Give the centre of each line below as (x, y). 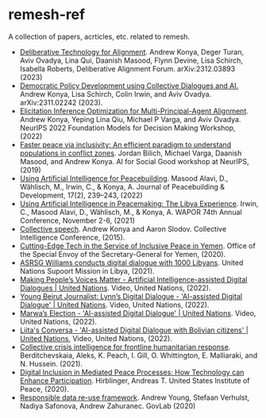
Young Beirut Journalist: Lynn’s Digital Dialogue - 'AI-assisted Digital (131, 296)
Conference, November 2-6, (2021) (77, 221)
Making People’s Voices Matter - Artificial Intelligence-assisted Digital (133, 279)
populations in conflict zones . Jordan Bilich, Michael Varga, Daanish (131, 153)
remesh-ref (47, 15)
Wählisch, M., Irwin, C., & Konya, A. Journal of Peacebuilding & (122, 186)
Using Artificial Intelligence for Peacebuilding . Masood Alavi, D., (124, 178)
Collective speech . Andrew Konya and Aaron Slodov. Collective (123, 228)
